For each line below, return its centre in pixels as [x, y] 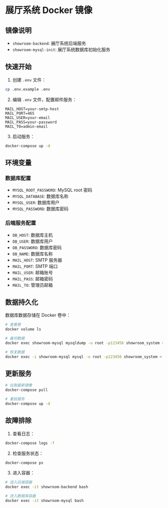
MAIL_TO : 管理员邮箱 [32, 285]
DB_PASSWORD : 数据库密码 [37, 247]
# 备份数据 [15, 338]
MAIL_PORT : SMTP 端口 [35, 266]
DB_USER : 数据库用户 [32, 241]
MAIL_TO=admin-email [27, 126]
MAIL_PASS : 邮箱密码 [33, 279]
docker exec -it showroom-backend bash [47, 487]
